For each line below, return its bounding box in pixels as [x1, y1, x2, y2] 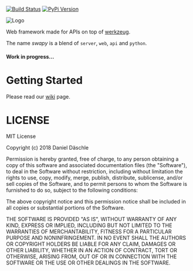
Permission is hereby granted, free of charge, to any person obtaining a [6, 155, 179, 162]
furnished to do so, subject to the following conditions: [6, 187, 138, 194]
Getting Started [6, 73, 83, 87]
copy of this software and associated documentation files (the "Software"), [6, 162, 188, 169]
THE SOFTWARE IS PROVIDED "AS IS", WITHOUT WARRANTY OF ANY [6, 216, 177, 223]
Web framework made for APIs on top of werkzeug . [6, 28, 131, 35]
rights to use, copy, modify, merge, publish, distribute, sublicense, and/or [6, 174, 183, 181]
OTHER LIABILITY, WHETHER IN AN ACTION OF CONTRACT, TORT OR [6, 247, 177, 254]
